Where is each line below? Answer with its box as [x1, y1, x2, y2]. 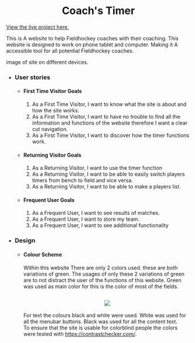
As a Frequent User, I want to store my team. [32, 215, 140, 223]
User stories [14, 73, 51, 81]
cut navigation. [32, 126, 69, 133]
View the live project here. [6, 23, 69, 30]
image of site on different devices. [6, 59, 89, 66]
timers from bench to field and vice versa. [32, 177, 134, 184]
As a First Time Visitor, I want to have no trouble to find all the [32, 113, 180, 121]
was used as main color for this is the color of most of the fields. [23, 283, 179, 290]
